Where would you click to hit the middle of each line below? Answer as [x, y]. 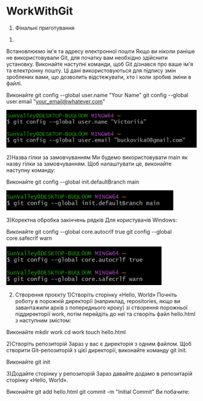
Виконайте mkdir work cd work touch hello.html [66, 332]
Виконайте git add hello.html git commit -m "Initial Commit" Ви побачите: [98, 392]
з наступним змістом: [43, 321]
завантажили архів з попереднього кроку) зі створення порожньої [101, 308]
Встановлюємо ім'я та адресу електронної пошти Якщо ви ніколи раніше [101, 51]
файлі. [14, 83]
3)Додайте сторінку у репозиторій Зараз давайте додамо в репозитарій [99, 374]
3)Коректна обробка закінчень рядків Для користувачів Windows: [92, 220]
